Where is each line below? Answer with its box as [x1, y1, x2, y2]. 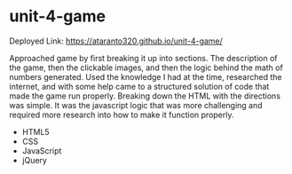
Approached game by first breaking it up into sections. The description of [9, 52, 278, 63]
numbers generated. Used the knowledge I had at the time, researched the [9, 71, 282, 82]
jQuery [21, 154, 47, 165]
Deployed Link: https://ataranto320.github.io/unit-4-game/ [9, 36, 224, 46]
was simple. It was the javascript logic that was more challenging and [9, 99, 264, 110]
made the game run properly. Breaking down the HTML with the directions [9, 91, 281, 101]
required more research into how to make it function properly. [9, 109, 234, 120]
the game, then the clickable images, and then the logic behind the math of [9, 62, 284, 73]
